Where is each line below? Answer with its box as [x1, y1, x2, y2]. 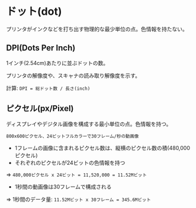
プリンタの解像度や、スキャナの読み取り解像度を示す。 [6, 71, 141, 79]
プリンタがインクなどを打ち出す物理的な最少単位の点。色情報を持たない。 [6, 25, 188, 32]
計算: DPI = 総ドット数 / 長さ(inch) [6, 84, 91, 92]
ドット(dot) [6, 5, 62, 18]
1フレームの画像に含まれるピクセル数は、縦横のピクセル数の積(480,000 [14, 144, 191, 151]
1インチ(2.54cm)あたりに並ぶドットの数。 [6, 59, 108, 66]
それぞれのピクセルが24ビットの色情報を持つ [14, 159, 126, 166]
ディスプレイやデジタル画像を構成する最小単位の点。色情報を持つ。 [6, 120, 172, 127]
